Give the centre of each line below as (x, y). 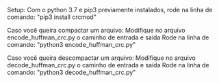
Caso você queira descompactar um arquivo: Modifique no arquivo (102, 58)
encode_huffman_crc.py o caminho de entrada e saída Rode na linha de (108, 37)
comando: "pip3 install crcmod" (52, 17)
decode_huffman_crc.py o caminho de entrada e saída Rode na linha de (108, 65)
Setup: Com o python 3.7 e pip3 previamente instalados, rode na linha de (110, 10)
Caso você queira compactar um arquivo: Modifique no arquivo (96, 30)
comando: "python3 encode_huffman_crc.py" (72, 45)
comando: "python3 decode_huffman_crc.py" (72, 72)
